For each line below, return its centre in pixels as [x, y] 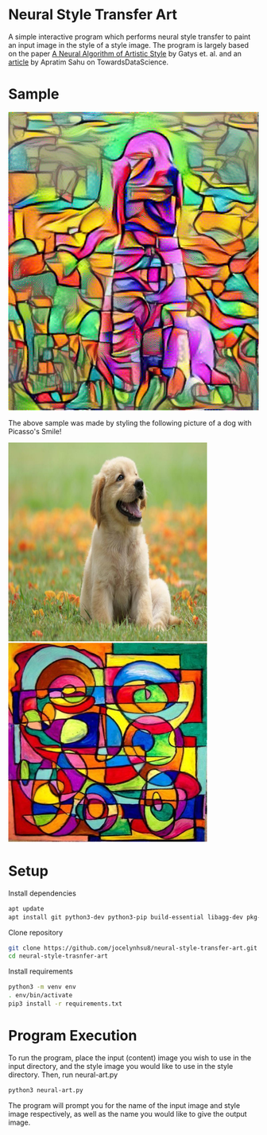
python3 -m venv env [43, 987]
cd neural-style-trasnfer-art [58, 956]
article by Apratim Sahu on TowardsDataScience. [89, 62]
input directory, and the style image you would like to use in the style [121, 1066]
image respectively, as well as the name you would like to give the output [128, 1114]
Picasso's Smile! [35, 431]
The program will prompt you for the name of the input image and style [124, 1105]
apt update [26, 908]
